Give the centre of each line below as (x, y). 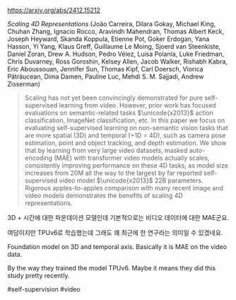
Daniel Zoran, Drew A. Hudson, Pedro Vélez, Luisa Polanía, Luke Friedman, (116, 54)
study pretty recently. (39, 276)
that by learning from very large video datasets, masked (106, 150)
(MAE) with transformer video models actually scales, (132, 158)
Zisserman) (24, 84)
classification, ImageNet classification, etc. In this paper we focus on (125, 120)
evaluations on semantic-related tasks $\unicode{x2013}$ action (119, 113)
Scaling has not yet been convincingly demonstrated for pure (114, 98)
